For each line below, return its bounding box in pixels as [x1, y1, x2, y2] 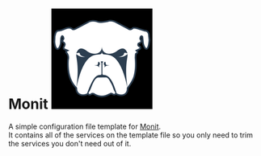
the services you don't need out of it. [8, 138, 132, 148]
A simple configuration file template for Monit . [8, 121, 162, 131]
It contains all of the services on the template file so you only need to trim [8, 129, 253, 140]
